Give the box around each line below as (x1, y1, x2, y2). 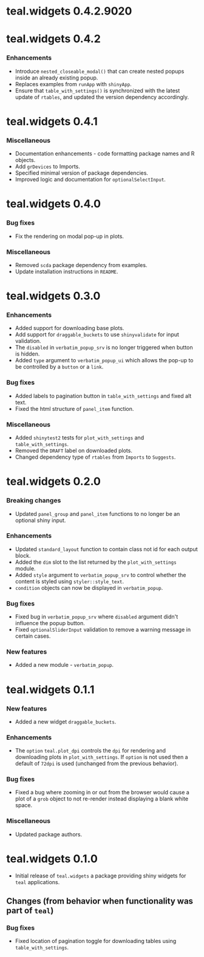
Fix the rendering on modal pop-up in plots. (15, 232, 124, 240)
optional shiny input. (15, 516, 66, 524)
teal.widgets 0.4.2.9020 (6, 4, 132, 18)
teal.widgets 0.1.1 (6, 683, 95, 696)
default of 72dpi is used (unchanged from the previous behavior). (15, 760, 178, 767)
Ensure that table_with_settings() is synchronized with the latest (15, 87, 180, 94)
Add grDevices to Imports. (15, 163, 81, 171)
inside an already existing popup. (15, 74, 98, 81)
